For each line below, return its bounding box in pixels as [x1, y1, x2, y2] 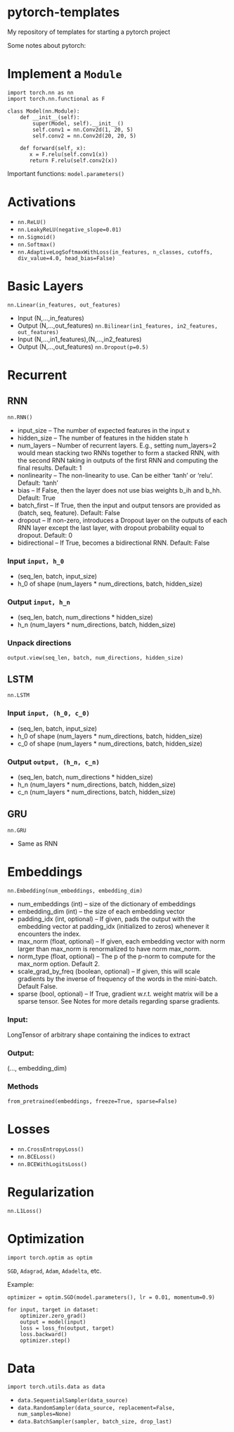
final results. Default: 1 [17, 463, 82, 472]
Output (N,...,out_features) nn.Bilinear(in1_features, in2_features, [17, 321, 218, 330]
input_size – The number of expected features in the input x [17, 426, 190, 434]
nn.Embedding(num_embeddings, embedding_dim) [7, 887, 143, 894]
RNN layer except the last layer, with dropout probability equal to [17, 523, 204, 532]
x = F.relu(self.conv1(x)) [29, 151, 109, 158]
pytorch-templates [7, 4, 120, 20]
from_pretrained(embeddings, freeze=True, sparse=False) [7, 1097, 178, 1105]
